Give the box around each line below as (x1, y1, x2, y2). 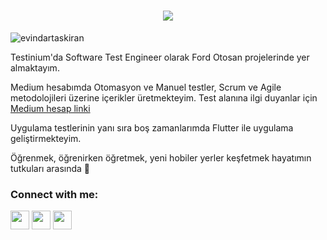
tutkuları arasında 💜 (10, 162, 90, 174)
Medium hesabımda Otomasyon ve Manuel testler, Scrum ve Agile (10, 81, 282, 93)
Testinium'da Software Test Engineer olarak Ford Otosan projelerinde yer (10, 51, 310, 63)
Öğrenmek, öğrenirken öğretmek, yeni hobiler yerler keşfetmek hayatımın (10, 151, 312, 164)
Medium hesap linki (10, 102, 91, 114)
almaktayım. (10, 61, 60, 74)
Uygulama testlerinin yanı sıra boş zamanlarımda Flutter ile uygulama (10, 121, 294, 134)
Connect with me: (10, 187, 99, 201)
